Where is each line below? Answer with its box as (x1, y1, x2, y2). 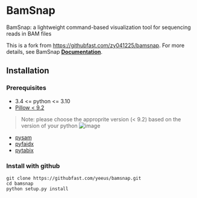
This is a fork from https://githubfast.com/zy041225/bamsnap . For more (6, 42, 185, 49)
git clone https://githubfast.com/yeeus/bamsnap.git (6, 175, 142, 181)
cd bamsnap (6, 180, 34, 187)
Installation (6, 66, 49, 76)
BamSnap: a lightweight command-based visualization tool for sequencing (6, 24, 191, 31)
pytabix (14, 146, 34, 154)
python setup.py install (6, 185, 69, 192)
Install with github (6, 161, 60, 170)
